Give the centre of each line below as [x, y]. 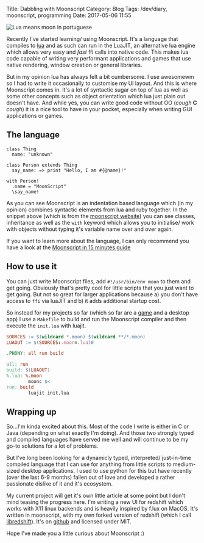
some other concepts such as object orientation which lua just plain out [96, 96]
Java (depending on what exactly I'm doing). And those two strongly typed [100, 433]
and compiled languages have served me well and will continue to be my [97, 440]
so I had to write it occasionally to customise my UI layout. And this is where [102, 83]
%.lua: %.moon [24, 376]
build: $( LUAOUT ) [28, 370]
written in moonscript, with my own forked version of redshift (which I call [99, 515]
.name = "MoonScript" [39, 186]
